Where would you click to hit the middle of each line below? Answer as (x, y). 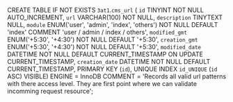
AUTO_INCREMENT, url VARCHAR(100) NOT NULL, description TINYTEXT (115, 17)
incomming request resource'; (50, 91)
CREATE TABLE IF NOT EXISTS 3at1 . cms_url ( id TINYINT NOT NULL (105, 10)
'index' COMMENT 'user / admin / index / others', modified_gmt (97, 32)
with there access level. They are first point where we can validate (102, 84)
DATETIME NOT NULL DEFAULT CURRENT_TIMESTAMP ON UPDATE (105, 54)
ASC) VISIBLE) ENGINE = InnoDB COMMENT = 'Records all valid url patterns (117, 76)
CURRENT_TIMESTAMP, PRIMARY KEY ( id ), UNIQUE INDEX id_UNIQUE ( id (112, 69)
